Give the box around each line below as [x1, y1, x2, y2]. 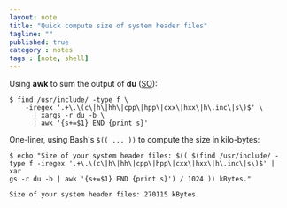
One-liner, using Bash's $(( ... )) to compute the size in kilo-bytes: [9, 135, 260, 144]
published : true [9, 37, 69, 47]
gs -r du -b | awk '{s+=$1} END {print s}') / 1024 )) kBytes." [9, 174, 252, 183]
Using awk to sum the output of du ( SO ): [9, 79, 158, 89]
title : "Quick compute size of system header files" [9, 21, 208, 30]
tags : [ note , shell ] [9, 54, 89, 63]
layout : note [9, 12, 58, 22]
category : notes [9, 46, 74, 55]
